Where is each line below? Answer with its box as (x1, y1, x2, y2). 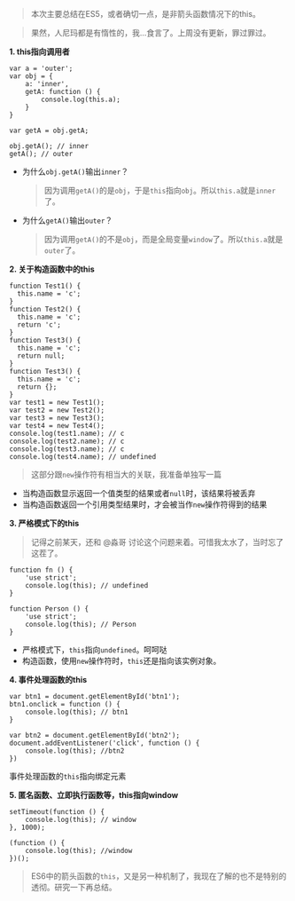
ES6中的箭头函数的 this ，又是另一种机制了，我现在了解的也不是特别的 (30, 871, 287, 881)
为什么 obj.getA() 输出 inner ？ (21, 166, 129, 177)
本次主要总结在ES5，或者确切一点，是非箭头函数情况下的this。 (30, 9, 261, 19)
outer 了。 (43, 245, 81, 256)
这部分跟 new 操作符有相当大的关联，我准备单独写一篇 (30, 470, 222, 479)
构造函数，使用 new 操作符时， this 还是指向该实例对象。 (21, 656, 221, 666)
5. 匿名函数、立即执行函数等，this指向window (9, 790, 179, 800)
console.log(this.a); (41, 95, 121, 104)
